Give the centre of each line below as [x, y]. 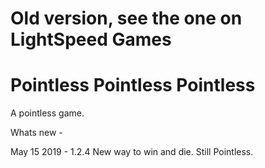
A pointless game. [47, 113]
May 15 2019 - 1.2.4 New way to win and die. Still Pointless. [132, 152]
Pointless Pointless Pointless [133, 85]
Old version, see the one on [126, 18]
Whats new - [36, 133]
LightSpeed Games [91, 39]
